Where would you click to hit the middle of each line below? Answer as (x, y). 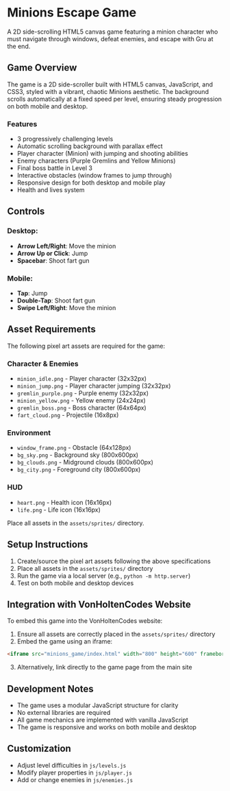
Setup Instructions (48, 544)
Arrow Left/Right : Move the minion (66, 246)
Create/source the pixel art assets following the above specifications (114, 561)
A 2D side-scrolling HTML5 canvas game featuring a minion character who (113, 32)
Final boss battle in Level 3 (54, 168)
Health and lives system (51, 190)
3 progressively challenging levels (65, 139)
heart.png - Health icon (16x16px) (64, 502)
